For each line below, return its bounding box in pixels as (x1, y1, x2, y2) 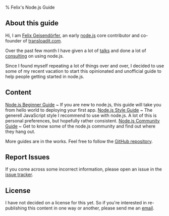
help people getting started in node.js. (5, 73, 84, 79)
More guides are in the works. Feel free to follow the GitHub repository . (5, 138, 153, 144)
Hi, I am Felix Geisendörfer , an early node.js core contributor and (5, 32, 140, 38)
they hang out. (5, 128, 35, 135)
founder (5, 37, 22, 44)
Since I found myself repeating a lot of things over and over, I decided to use (5, 63, 164, 69)
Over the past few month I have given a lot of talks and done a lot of (5, 48, 146, 54)
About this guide (5, 19, 59, 27)
